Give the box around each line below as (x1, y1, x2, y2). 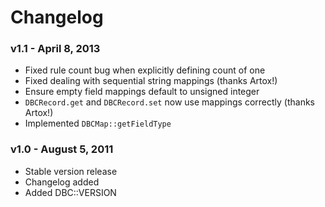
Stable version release (24, 165, 118, 177)
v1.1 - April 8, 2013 (10, 42, 101, 56)
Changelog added (24, 176, 100, 188)
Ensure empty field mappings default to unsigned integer (24, 86, 260, 98)
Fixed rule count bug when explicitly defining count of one (24, 64, 266, 76)
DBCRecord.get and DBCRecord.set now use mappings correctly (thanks (24, 96, 315, 108)
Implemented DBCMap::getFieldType (24, 117, 172, 130)
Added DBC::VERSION (24, 186, 117, 198)
